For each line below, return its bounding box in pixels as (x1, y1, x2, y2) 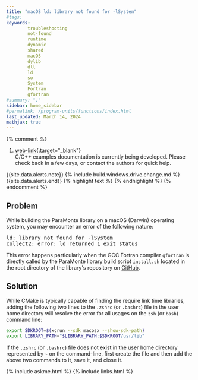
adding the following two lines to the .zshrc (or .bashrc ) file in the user (6, 303, 180, 311)
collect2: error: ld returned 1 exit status (6, 240, 139, 247)
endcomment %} (6, 183, 48, 191)
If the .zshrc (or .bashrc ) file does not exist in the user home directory (6, 344, 178, 351)
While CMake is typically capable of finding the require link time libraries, (6, 297, 186, 304)
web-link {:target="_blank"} (14, 147, 81, 154)
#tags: (6, 14, 23, 20)
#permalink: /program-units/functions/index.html (6, 108, 132, 114)
